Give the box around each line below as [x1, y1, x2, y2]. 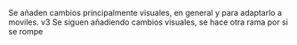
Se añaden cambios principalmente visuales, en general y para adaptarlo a [8, 8, 282, 18]
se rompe [8, 26, 44, 36]
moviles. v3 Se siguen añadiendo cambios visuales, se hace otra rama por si [8, 17, 288, 27]
